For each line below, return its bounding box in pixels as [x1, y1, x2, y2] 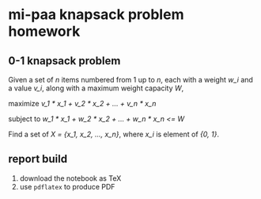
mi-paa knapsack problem [8, 6, 184, 24]
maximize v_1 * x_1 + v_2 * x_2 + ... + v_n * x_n [8, 99, 157, 108]
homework [8, 22, 81, 40]
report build [8, 152, 68, 166]
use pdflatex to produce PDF [19, 182, 115, 191]
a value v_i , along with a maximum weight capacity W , [8, 83, 184, 93]
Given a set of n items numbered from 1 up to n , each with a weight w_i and [8, 75, 253, 84]
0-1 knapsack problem [8, 54, 121, 67]
